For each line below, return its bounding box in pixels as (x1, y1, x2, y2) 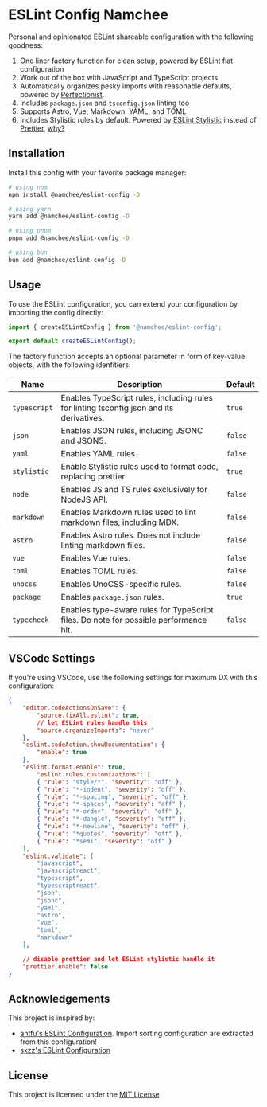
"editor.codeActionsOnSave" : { (22, 704, 126, 712)
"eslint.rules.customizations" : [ (37, 770, 151, 778)
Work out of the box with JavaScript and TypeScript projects (19, 72, 219, 82)
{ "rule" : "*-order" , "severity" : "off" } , (37, 808, 183, 816)
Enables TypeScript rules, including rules (60, 393, 213, 404)
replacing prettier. (60, 471, 128, 483)
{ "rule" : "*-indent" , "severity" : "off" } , (37, 785, 187, 793)
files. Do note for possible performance (60, 615, 207, 626)
